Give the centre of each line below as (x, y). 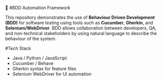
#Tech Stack (18, 48)
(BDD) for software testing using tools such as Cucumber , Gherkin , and (79, 23)
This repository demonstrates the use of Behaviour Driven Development (80, 17)
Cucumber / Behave (33, 63)
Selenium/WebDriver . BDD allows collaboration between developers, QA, (81, 28)
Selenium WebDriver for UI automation (52, 74)
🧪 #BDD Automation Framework (38, 8)
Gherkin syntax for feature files (44, 68)
